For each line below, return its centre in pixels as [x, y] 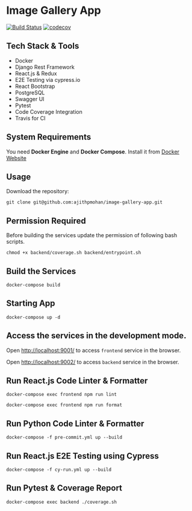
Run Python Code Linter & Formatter [75, 423]
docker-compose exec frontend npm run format [64, 405]
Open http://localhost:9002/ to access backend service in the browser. [93, 362]
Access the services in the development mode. [96, 336]
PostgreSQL [30, 92]
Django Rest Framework [45, 67]
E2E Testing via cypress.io [48, 79]
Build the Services [41, 271]
